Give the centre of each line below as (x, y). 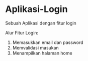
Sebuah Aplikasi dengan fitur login (41, 23)
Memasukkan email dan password (48, 42)
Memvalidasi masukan (35, 47)
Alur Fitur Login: (22, 32)
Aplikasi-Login (36, 9)
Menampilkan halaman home (42, 53)
